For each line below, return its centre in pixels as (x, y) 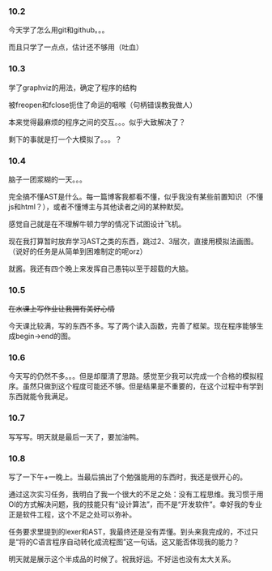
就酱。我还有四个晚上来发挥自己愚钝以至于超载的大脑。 (100, 268)
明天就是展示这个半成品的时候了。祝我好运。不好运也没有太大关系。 (122, 559)
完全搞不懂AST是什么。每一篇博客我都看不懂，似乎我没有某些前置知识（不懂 (136, 196)
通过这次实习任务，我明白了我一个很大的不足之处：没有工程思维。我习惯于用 (136, 494)
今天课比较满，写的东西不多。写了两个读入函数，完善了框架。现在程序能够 (132, 326)
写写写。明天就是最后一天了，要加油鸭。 (76, 436)
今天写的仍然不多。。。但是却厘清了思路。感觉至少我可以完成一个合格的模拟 (132, 376)
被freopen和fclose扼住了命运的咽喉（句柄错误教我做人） (102, 105)
